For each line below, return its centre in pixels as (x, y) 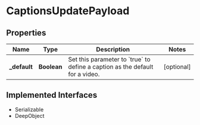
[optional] (177, 67)
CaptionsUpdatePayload (68, 11)
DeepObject (29, 116)
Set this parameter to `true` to (109, 59)
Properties (26, 33)
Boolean (50, 67)
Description (113, 49)
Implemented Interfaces (52, 95)
